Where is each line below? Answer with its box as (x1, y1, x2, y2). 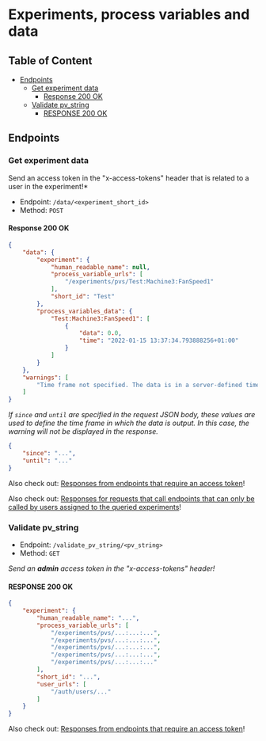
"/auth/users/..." (50, 687, 112, 696)
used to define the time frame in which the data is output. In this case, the (8, 418, 249, 428)
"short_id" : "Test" (50, 293, 115, 301)
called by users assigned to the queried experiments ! (8, 502, 182, 511)
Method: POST (19, 205, 64, 215)
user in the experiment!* (8, 181, 89, 191)
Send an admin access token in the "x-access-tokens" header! (8, 564, 215, 573)
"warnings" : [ (22, 374, 69, 382)
